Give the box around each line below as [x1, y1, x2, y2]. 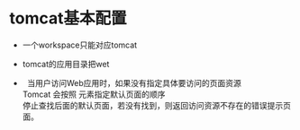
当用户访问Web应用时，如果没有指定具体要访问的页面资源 [26, 77, 241, 88]
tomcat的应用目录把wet [22, 58, 110, 69]
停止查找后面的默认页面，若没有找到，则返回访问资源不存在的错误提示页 [22, 100, 291, 110]
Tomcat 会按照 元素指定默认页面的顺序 [22, 89, 166, 100]
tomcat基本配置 [9, 8, 127, 29]
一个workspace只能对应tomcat [22, 39, 138, 50]
